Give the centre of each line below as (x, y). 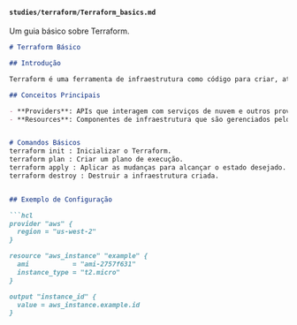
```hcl (21, 215)
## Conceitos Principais (55, 95)
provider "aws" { (41, 223)
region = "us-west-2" (57, 232)
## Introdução (35, 64)
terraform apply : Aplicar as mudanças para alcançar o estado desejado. (148, 168)
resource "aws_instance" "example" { (79, 256)
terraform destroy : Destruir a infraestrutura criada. (114, 176)
